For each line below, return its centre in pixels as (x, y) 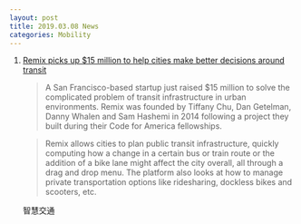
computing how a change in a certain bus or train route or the (160, 153)
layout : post (34, 18)
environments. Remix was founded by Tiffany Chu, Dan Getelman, (168, 107)
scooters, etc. (71, 192)
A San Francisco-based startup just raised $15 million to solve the (167, 88)
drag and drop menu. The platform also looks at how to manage (164, 172)
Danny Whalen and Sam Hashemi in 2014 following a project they (167, 117)
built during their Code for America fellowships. (133, 126)
